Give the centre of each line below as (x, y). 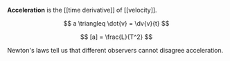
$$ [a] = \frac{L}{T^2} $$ (116, 37)
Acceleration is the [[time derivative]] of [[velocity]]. (82, 10)
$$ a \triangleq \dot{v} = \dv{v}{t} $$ (116, 23)
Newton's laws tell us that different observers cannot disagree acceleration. (115, 50)
